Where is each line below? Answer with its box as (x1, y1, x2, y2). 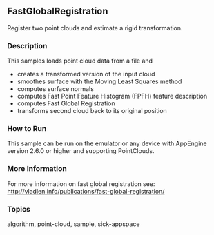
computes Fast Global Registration (17, 99, 115, 108)
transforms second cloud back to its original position (17, 107, 167, 115)
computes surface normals (17, 85, 95, 93)
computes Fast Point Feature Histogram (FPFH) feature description (17, 92, 208, 101)
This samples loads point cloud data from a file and (7, 57, 153, 65)
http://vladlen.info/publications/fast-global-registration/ (7, 187, 165, 195)
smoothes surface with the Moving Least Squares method (17, 77, 182, 85)
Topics (7, 204, 31, 214)
